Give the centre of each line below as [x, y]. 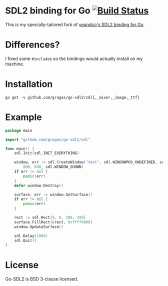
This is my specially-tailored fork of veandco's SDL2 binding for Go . [75, 24]
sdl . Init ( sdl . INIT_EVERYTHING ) [47, 153]
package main [19, 130]
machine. [15, 64]
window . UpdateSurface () [39, 227]
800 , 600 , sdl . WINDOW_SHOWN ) [53, 167]
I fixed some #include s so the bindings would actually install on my [74, 58]
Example [23, 117]
